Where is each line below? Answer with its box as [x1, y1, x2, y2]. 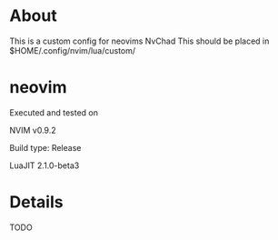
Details [9, 192, 64, 213]
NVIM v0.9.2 [9, 125, 56, 135]
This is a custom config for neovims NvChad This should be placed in [9, 35, 270, 46]
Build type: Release [9, 142, 82, 153]
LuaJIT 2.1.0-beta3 [9, 160, 80, 171]
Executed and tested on [9, 106, 98, 118]
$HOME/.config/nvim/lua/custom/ [9, 45, 136, 55]
